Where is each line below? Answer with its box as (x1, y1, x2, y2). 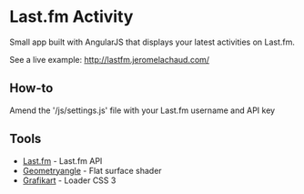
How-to (9, 80, 54, 97)
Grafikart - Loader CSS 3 (22, 175, 117, 186)
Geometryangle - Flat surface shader (22, 165, 162, 176)
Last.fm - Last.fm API (22, 155, 103, 166)
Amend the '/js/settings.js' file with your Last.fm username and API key (9, 105, 276, 116)
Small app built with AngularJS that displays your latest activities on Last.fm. (9, 36, 296, 47)
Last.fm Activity (9, 6, 134, 27)
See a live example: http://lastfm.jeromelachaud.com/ (9, 54, 210, 65)
